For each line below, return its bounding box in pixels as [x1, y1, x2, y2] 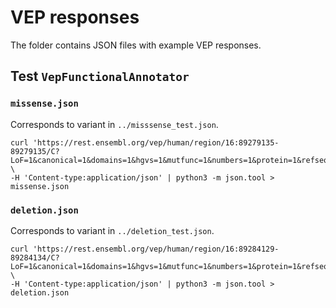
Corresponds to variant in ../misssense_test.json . [10, 118, 219, 130]
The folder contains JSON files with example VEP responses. [10, 39, 262, 51]
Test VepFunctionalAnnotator [10, 68, 190, 85]
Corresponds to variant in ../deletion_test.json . [10, 224, 215, 236]
